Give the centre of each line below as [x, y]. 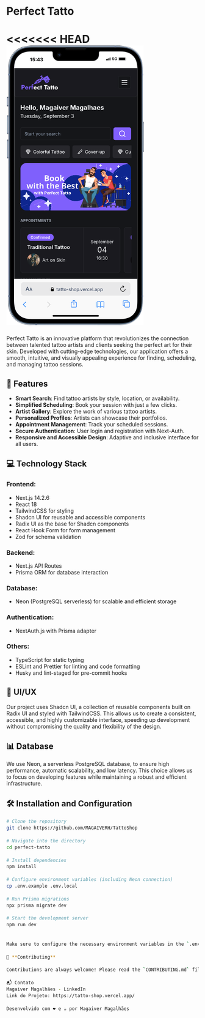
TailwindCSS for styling [45, 511]
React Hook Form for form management [65, 530]
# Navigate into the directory [46, 841]
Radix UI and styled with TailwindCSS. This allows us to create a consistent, [101, 713]
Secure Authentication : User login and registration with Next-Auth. [100, 431]
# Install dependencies [37, 860]
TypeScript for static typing [49, 659]
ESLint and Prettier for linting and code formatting [77, 666]
